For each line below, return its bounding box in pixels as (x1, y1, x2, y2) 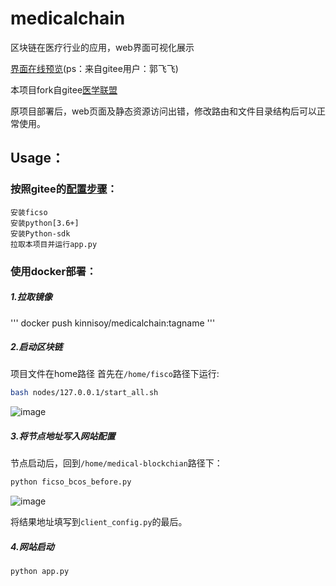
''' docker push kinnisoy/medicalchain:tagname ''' (10, 317, 216, 329)
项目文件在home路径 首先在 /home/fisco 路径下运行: (10, 368, 220, 380)
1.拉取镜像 (10, 291, 53, 303)
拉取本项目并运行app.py (10, 239, 98, 249)
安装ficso (10, 207, 48, 217)
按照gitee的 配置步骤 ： (10, 182, 118, 196)
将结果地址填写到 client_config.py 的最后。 (10, 516, 188, 528)
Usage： (10, 150, 65, 167)
